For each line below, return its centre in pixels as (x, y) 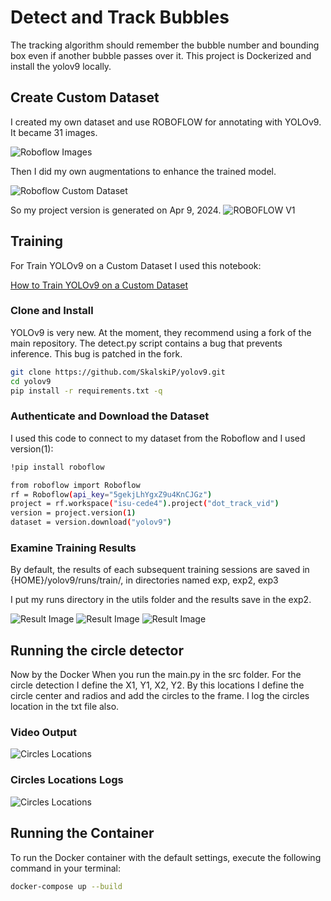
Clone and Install (52, 311)
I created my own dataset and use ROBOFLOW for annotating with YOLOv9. (166, 122)
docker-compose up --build (66, 886)
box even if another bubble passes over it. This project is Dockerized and (161, 55)
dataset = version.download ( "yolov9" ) (91, 522)
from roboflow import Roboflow (75, 485)
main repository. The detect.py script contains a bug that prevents (146, 343)
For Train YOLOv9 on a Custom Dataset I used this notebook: (136, 265)
